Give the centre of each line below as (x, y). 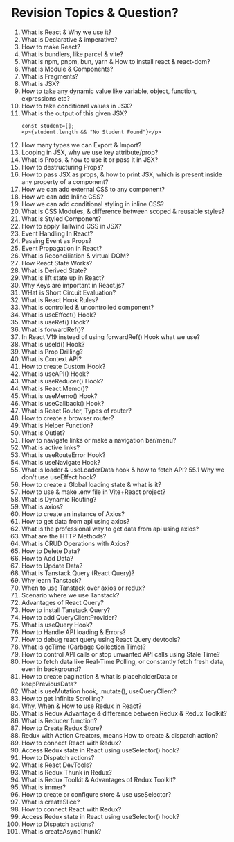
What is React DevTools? (57, 765)
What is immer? (44, 787)
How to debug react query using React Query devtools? (101, 639)
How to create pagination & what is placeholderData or (99, 676)
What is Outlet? (43, 433)
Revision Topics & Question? (95, 13)
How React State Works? (57, 263)
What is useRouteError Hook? (63, 455)
